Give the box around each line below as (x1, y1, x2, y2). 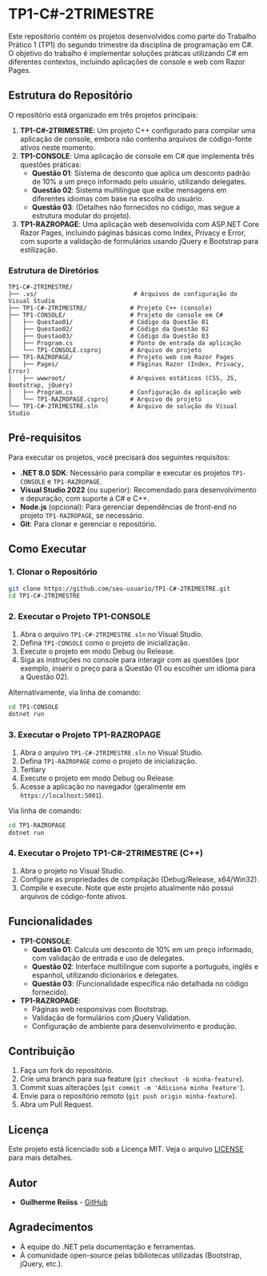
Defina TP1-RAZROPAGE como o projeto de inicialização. (19, 755, 197, 766)
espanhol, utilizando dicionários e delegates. (31, 970, 180, 979)
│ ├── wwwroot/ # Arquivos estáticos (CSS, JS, (8, 375, 238, 383)
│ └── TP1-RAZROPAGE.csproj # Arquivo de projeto (8, 395, 202, 403)
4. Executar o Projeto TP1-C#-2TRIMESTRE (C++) (8, 848, 204, 859)
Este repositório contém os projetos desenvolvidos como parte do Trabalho (8, 31, 257, 41)
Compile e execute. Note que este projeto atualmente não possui (19, 883, 234, 893)
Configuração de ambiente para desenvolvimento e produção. (31, 1021, 237, 1031)
